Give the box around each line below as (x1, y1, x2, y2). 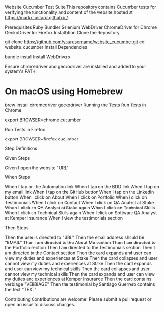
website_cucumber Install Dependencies (5, 44, 88, 50)
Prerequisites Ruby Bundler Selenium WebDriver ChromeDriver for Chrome (5, 24, 157, 30)
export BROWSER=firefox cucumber (5, 136, 79, 142)
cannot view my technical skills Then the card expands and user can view (5, 271, 155, 277)
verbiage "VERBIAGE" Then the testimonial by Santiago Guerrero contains (5, 281, 155, 287)
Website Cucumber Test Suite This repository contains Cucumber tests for (5, 4, 156, 10)
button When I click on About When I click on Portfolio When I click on (5, 194, 147, 200)
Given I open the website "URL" (5, 165, 69, 171)
